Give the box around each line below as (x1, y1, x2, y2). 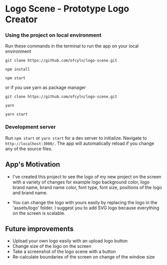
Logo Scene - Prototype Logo (5, 3, 129, 15)
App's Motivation (5, 160, 60, 169)
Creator (5, 14, 38, 25)
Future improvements (5, 224, 74, 233)
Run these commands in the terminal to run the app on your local (5, 43, 139, 49)
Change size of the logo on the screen (12, 243, 91, 249)
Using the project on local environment (5, 32, 101, 39)
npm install (5, 67, 30, 72)
